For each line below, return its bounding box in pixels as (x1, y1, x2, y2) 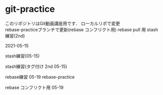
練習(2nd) (5, 33, 25, 39)
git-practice (5, 3, 55, 15)
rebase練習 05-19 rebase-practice (5, 74, 75, 80)
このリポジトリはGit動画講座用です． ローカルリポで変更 (5, 20, 120, 26)
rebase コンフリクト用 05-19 (5, 84, 64, 90)
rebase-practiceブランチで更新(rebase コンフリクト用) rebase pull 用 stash (5, 26, 158, 33)
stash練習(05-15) (5, 53, 40, 59)
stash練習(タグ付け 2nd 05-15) (5, 63, 68, 69)
